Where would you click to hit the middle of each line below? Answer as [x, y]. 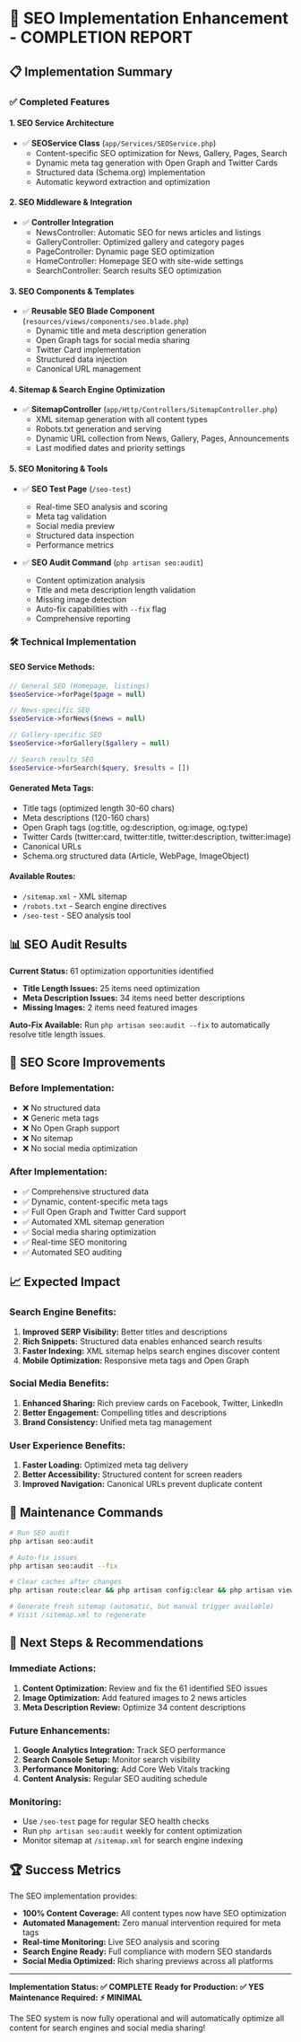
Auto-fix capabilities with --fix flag [101, 609]
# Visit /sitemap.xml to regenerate [77, 1615]
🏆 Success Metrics [65, 1870]
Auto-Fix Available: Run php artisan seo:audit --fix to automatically [140, 1025]
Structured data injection [82, 359]
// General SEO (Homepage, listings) [80, 686]
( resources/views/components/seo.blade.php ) [106, 321]
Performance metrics [75, 545]
